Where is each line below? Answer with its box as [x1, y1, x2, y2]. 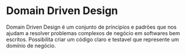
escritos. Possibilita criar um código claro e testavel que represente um [6, 36, 179, 43]
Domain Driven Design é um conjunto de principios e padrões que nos [6, 23, 177, 30]
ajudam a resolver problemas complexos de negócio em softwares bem [6, 29, 180, 36]
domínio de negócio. [6, 42, 56, 49]
